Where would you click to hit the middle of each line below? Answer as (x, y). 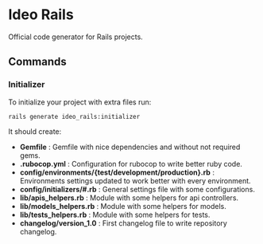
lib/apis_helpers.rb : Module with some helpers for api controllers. (129, 198)
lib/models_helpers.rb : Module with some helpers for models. (123, 206)
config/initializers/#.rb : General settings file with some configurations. (137, 189)
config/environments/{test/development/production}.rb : (117, 172)
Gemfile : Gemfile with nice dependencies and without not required (130, 147)
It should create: (35, 131)
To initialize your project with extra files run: (80, 102)
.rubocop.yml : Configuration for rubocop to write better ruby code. (131, 163)
